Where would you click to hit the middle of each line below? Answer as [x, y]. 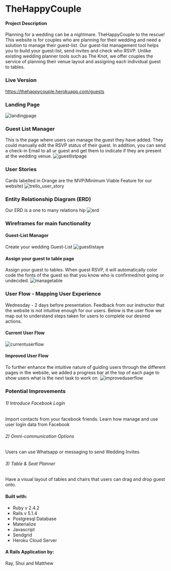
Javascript [24, 529]
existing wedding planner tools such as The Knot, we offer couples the [79, 56]
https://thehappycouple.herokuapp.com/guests [55, 91]
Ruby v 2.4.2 [26, 508]
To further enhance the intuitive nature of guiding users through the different [85, 367]
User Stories [21, 170]
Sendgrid [22, 535]
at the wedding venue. [29, 156]
